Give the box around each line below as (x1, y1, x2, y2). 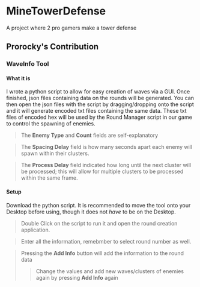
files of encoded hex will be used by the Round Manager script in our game (6, 113, 192, 121)
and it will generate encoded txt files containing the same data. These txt (6, 107, 187, 115)
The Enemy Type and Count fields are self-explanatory (20, 131, 159, 139)
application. (20, 226, 50, 233)
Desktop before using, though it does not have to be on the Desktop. (6, 208, 176, 215)
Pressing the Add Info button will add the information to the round (20, 249, 184, 257)
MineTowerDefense (6, 4, 106, 18)
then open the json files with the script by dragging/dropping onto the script (6, 101, 194, 108)
